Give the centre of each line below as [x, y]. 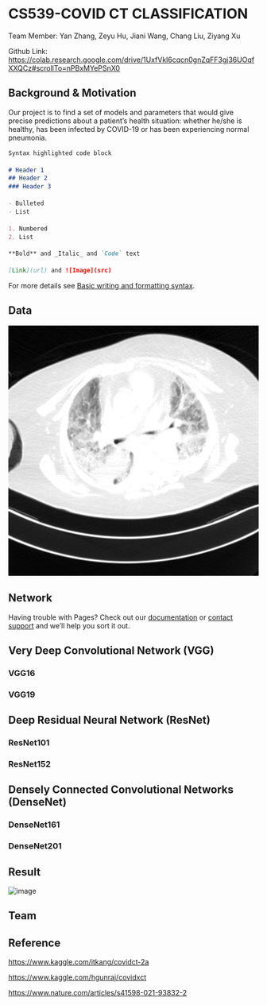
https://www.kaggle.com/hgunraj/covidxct [77, 977]
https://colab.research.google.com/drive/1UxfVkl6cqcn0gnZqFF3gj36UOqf [132, 60]
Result [25, 872]
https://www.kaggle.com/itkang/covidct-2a [79, 962]
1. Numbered [28, 228]
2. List [21, 237]
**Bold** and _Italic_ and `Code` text [74, 254]
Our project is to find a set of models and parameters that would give [121, 112]
